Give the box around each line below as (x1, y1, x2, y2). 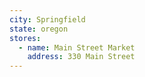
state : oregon (9, 24, 69, 34)
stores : (9, 33, 42, 43)
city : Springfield (9, 14, 86, 25)
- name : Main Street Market (18, 42, 136, 53)
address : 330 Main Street (27, 52, 136, 62)
